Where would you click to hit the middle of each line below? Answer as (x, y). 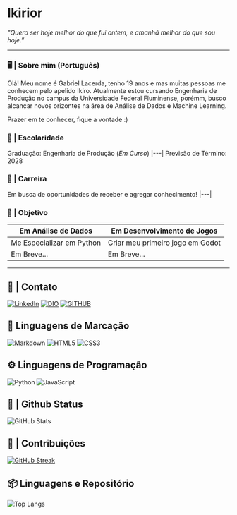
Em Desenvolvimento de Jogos (164, 231)
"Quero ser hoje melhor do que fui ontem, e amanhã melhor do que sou (111, 32)
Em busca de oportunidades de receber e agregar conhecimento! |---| (110, 194)
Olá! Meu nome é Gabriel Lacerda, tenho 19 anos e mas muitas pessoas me (117, 83)
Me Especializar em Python (56, 243)
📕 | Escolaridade (36, 138)
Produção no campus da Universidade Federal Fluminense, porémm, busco (117, 98)
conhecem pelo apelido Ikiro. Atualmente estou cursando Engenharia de (112, 91)
